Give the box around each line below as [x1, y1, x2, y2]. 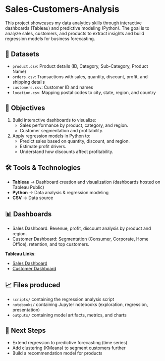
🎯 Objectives [5, 104, 46, 112]
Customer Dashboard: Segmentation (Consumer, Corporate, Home [12, 236, 149, 242]
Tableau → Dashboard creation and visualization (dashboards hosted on [12, 179, 161, 185]
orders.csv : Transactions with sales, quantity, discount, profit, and [12, 73, 148, 80]
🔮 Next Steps [5, 326, 46, 335]
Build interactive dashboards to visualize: [12, 117, 97, 123]
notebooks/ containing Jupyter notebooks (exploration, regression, [12, 302, 148, 308]
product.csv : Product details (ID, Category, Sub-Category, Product [12, 63, 148, 69]
